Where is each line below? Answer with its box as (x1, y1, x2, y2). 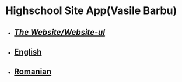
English (13, 47, 42, 56)
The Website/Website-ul (13, 27, 106, 37)
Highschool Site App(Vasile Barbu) (5, 4, 177, 17)
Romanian (13, 67, 52, 77)
